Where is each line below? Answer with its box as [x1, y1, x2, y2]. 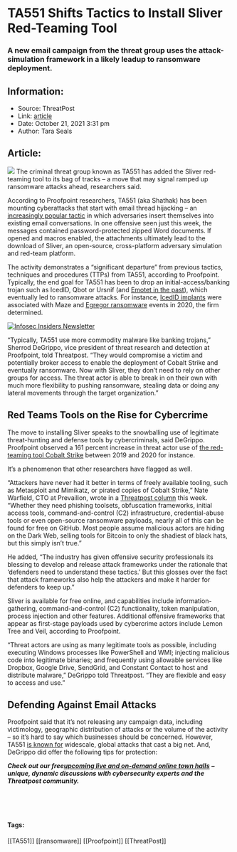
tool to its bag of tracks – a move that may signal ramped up [33, 174, 209, 183]
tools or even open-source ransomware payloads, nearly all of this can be [7, 516, 224, 524]
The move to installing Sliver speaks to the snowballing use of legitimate [7, 428, 219, 437]
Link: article [17, 112, 52, 120]
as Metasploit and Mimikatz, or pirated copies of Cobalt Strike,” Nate [7, 486, 209, 494]
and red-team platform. [7, 249, 76, 257]
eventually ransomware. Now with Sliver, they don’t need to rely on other [7, 366, 221, 374]
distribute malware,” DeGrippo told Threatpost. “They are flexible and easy [7, 671, 226, 679]
